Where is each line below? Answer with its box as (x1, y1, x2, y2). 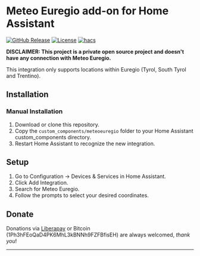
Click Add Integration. (14, 179, 68, 186)
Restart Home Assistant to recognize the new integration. (14, 140, 155, 147)
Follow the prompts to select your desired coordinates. (14, 192, 149, 199)
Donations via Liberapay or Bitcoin (6, 225, 90, 232)
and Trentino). (6, 72, 40, 79)
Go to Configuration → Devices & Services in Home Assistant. (14, 173, 167, 180)
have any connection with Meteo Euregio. (6, 54, 111, 61)
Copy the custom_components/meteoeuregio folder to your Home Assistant (14, 127, 193, 135)
